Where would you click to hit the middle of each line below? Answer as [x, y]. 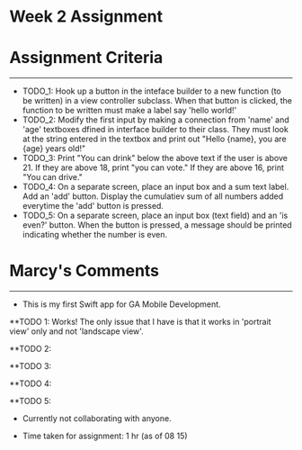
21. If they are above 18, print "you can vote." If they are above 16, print [153, 167]
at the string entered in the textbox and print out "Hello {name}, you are [154, 139]
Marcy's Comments [84, 271]
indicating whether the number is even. [95, 235]
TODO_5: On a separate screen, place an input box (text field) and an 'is [155, 216]
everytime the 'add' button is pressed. [93, 206]
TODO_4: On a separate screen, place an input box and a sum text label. [155, 187]
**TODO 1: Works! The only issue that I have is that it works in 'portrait [140, 322]
